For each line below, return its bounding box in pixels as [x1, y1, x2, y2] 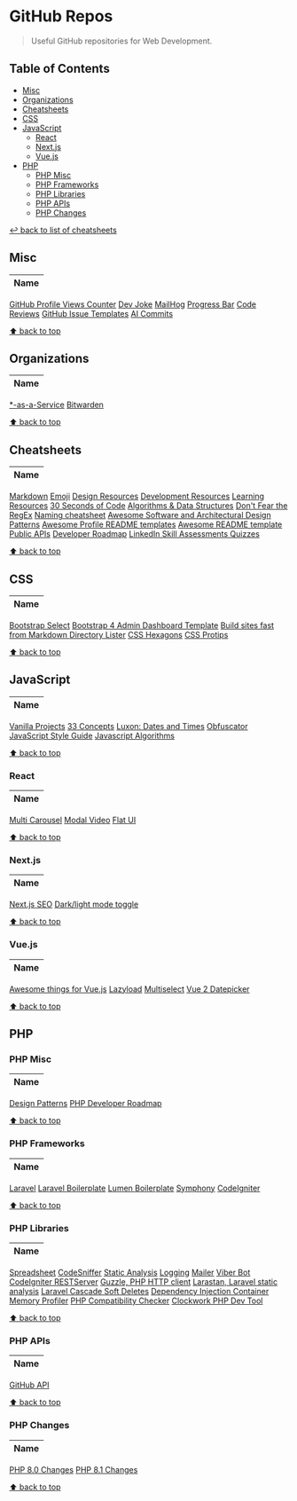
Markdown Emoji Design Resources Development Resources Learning [9, 491, 264, 502]
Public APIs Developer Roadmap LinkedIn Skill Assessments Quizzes [9, 529, 260, 539]
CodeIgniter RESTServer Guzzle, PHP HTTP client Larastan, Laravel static [9, 1276, 277, 1287]
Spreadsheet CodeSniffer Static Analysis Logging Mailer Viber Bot [9, 1267, 251, 1277]
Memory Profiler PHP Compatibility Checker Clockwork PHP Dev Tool [9, 1295, 263, 1306]
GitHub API [9, 1379, 50, 1390]
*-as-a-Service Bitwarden [9, 399, 105, 410]
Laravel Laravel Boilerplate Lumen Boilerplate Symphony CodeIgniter [9, 1183, 261, 1193]
